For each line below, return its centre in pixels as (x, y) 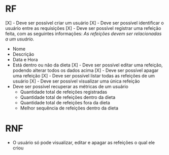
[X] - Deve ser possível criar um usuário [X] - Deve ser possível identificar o (84, 23)
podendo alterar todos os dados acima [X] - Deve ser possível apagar (86, 70)
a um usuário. (20, 39)
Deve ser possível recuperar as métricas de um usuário (70, 86)
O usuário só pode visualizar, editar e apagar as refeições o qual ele (83, 142)
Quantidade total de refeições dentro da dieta (68, 97)
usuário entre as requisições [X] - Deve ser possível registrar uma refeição (83, 28)
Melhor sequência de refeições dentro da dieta (69, 108)
